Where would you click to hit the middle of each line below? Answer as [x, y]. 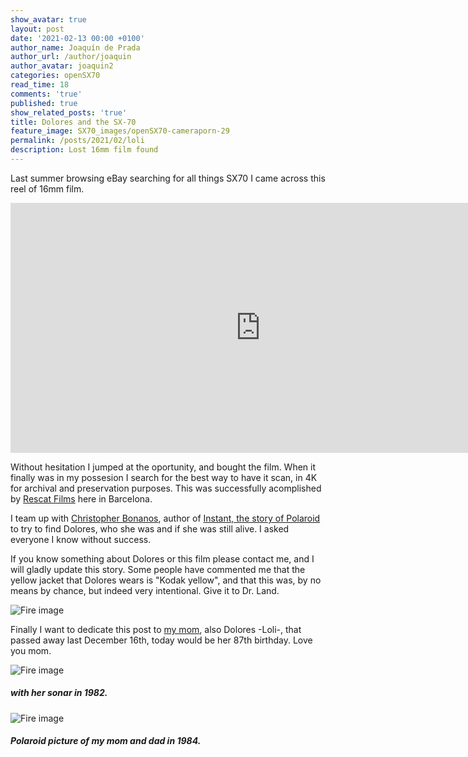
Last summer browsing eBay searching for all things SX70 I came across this [168, 178]
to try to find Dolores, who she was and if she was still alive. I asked [150, 528]
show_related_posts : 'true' [69, 112]
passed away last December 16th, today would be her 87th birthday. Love [161, 640]
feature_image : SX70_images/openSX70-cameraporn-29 [120, 131]
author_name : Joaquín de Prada [75, 47]
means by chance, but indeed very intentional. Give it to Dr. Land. [145, 590]
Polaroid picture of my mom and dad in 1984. [106, 741]
